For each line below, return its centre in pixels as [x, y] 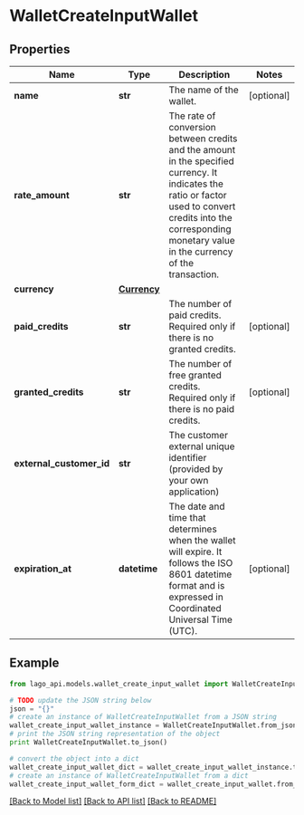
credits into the [200, 218]
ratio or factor [198, 195]
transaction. [194, 274]
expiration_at [43, 569]
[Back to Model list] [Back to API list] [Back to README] [113, 801]
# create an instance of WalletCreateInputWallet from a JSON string [143, 717]
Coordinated [195, 608]
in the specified [202, 161]
